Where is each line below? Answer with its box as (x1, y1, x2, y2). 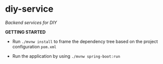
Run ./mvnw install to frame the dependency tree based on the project (12, 38, 158, 44)
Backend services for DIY (5, 20, 57, 25)
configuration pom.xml (12, 43, 57, 49)
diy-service (5, 3, 53, 15)
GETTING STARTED (5, 29, 46, 35)
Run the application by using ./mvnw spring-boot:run (12, 53, 121, 59)
